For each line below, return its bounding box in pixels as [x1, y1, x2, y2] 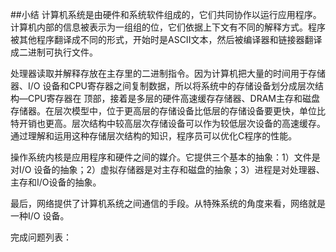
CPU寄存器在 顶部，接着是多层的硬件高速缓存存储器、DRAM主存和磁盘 [27, 93, 320, 104]
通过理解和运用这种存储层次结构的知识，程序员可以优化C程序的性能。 [10, 130, 298, 142]
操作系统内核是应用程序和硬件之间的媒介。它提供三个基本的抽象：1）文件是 [10, 151, 321, 163]
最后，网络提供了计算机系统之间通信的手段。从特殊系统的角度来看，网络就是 [10, 198, 326, 209]
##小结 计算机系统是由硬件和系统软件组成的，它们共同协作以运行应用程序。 [10, 9, 322, 20]
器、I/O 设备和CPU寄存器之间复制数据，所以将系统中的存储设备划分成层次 [10, 80, 316, 92]
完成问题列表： [10, 231, 72, 243]
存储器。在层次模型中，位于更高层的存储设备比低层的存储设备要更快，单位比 [10, 105, 326, 117]
